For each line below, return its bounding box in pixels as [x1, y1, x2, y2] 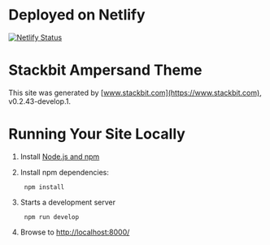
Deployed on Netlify [8, 6, 146, 24]
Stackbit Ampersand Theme [8, 61, 202, 80]
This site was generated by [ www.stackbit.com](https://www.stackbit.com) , [8, 88, 262, 97]
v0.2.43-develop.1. [8, 96, 72, 106]
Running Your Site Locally [8, 125, 185, 144]
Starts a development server [20, 197, 116, 207]
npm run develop [24, 213, 80, 221]
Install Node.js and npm [20, 152, 100, 161]
